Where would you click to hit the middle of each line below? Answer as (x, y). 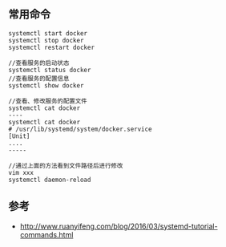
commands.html (46, 234)
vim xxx (21, 172)
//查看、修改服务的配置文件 (48, 101)
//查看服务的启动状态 (39, 63)
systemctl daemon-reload (50, 180)
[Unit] (19, 136)
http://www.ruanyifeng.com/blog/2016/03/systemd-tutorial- (119, 226)
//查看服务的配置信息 (39, 79)
